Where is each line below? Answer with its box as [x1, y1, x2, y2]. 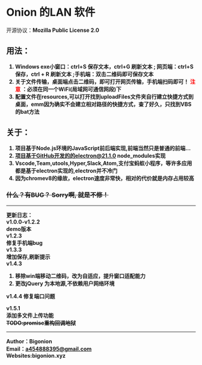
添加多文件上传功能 [6, 311, 54, 319]
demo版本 [6, 225, 32, 232]
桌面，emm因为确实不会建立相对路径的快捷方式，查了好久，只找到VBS [14, 100, 192, 108]
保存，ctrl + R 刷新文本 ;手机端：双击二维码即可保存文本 [14, 70, 154, 78]
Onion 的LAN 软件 [6, 5, 96, 19]
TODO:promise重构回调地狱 [6, 319, 76, 327]
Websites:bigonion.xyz [6, 352, 66, 359]
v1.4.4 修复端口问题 [6, 292, 55, 299]
